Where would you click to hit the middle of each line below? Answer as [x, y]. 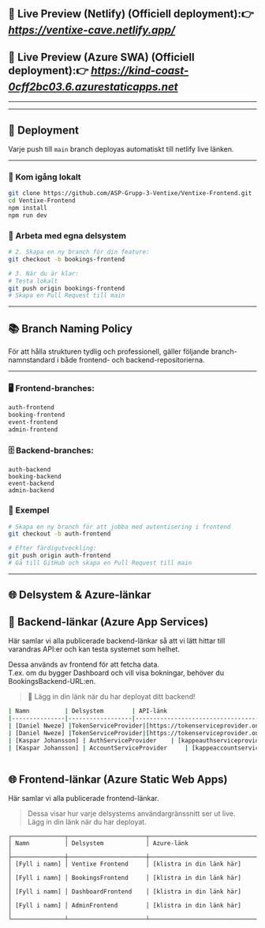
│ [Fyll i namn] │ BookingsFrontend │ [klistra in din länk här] [125, 878]
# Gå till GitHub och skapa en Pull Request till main [100, 563]
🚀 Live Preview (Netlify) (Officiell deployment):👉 [131, 14]
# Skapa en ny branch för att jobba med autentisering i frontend [119, 527]
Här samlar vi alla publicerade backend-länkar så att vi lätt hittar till [117, 641]
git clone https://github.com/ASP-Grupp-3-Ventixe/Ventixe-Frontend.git [130, 193]
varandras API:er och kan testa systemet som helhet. [94, 649]
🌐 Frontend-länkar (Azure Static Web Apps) [118, 779]
